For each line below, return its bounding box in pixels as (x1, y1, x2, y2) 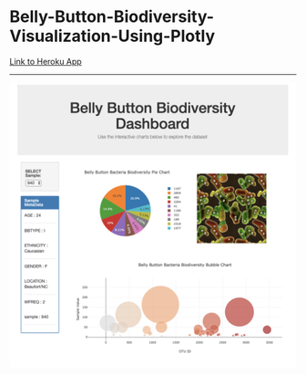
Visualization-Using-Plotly (9, 26, 216, 47)
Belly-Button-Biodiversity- (9, 6, 214, 27)
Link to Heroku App (9, 56, 82, 67)
